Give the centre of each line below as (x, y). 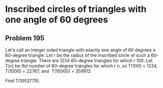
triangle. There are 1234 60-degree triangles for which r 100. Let (86, 60)
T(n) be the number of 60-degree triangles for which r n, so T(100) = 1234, (81, 66)
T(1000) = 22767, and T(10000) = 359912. (48, 71)
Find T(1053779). (23, 81)
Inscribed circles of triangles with (76, 9)
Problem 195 (25, 38)
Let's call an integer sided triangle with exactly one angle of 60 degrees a (80, 50)
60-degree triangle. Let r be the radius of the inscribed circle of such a (78, 55)
